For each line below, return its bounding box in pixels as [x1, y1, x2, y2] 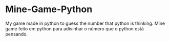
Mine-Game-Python [5, 4, 93, 15]
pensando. [5, 31, 28, 37]
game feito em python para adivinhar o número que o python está [5, 25, 144, 31]
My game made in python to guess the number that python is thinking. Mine [5, 20, 165, 26]
